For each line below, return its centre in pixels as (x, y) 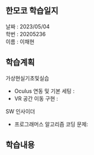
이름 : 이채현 (20, 42)
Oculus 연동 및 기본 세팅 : (44, 91)
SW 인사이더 (20, 111)
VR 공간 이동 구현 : (36, 98)
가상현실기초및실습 (27, 78)
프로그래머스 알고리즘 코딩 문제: (51, 124)
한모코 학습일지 (32, 11)
